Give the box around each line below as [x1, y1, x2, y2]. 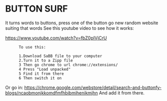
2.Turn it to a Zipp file [18, 58, 73, 63]
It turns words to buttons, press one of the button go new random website [5, 20, 158, 26]
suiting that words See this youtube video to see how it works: [5, 25, 134, 31]
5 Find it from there [18, 71, 64, 76]
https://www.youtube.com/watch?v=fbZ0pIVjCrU [5, 35, 107, 41]
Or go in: [5, 84, 24, 90]
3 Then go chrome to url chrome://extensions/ [18, 62, 118, 67]
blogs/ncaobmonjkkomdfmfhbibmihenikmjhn [5, 89, 98, 96]
